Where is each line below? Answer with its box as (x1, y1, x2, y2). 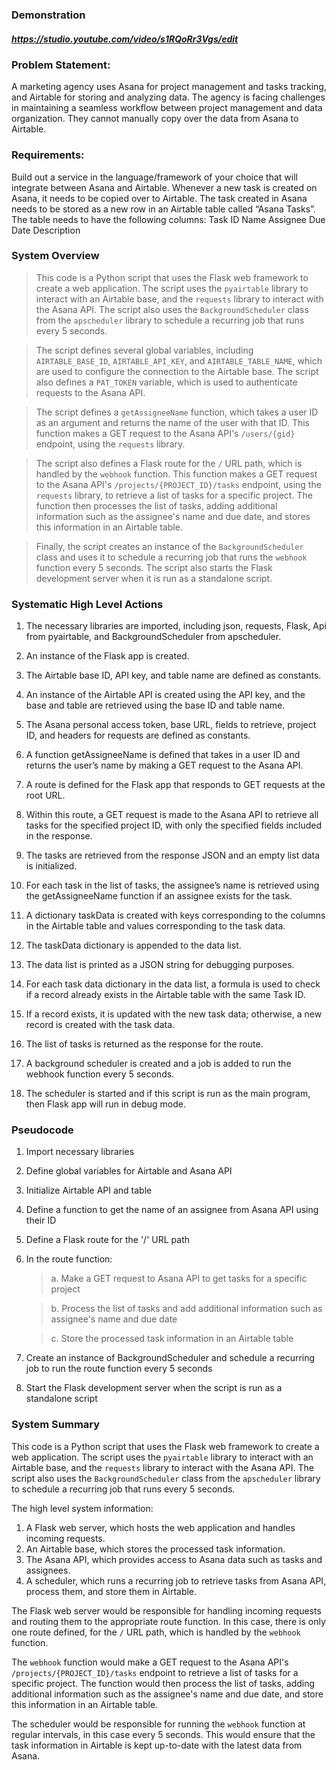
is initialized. (25, 860, 78, 872)
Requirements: (11, 148, 85, 162)
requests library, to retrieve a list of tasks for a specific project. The (35, 489, 313, 501)
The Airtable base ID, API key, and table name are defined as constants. (25, 669, 322, 682)
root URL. (25, 789, 66, 802)
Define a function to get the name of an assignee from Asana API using (25, 1204, 319, 1216)
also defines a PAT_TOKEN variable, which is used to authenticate (35, 376, 298, 388)
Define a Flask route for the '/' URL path (25, 1234, 191, 1246)
